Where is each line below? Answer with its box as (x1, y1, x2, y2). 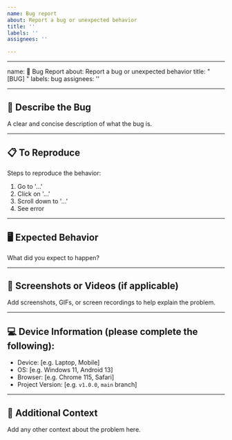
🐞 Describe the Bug (7, 101, 92, 113)
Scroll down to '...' (17, 196, 68, 205)
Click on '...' (17, 190, 50, 198)
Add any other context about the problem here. (7, 425, 142, 433)
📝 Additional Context (7, 407, 98, 419)
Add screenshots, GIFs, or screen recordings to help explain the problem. (7, 298, 216, 306)
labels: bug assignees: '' (30, 75, 100, 83)
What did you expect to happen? (7, 253, 100, 262)
